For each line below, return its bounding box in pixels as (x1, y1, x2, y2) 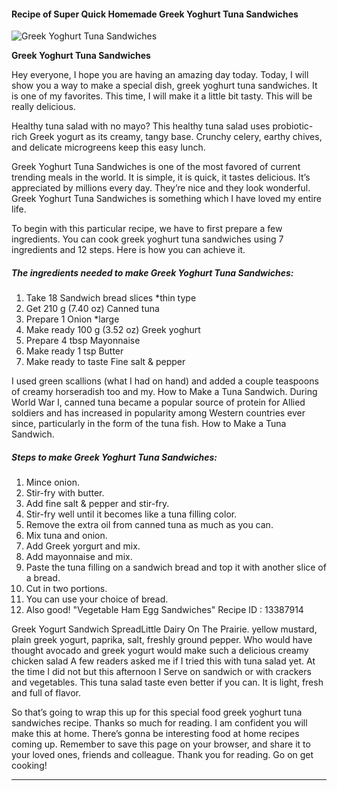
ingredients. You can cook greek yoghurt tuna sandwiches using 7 (11, 233, 284, 245)
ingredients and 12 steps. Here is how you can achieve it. (11, 244, 246, 256)
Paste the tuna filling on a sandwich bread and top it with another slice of (25, 561, 327, 574)
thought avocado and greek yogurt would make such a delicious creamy (11, 645, 309, 657)
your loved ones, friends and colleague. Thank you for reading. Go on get (11, 749, 314, 761)
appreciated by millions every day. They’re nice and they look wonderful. (11, 182, 311, 194)
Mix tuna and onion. (25, 530, 108, 542)
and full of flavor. (11, 687, 81, 699)
